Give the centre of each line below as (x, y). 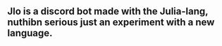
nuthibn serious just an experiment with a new (111, 23)
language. (30, 33)
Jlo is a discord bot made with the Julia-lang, (108, 11)
